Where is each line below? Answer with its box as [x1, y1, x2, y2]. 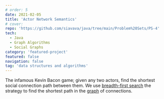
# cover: [5, 21, 23, 27]
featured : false [5, 54, 39, 59]
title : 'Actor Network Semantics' [5, 17, 77, 22]
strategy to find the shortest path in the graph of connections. [5, 88, 132, 94]
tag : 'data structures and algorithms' [5, 63, 88, 68]
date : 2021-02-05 [5, 12, 41, 17]
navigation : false [5, 59, 43, 64]
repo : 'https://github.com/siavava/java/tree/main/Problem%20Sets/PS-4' [5, 26, 160, 31]
